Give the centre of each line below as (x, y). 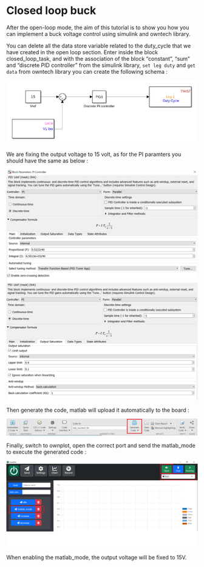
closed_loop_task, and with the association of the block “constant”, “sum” (98, 58)
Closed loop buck (51, 11)
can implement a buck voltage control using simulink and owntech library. (98, 33)
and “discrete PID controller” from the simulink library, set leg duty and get (101, 65)
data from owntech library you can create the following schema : (87, 71)
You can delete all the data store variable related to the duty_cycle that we (99, 46)
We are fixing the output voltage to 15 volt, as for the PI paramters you (94, 154)
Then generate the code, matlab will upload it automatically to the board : (98, 410)
